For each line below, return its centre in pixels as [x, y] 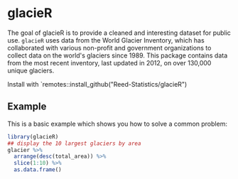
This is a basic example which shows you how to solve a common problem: [117, 124]
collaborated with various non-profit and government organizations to [109, 48]
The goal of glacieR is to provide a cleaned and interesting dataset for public [119, 33]
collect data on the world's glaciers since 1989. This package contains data [118, 55]
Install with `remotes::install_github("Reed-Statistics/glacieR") [97, 84]
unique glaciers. [31, 70]
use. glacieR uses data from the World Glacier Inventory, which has [106, 40]
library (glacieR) [33, 136]
